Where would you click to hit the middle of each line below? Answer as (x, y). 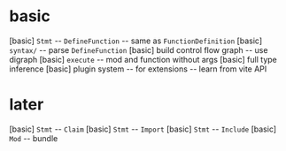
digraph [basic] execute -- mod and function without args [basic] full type (143, 59)
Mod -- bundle (34, 138)
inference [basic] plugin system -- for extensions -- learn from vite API (138, 69)
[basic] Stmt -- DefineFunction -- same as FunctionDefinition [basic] (136, 41)
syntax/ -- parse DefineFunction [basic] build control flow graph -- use (139, 49)
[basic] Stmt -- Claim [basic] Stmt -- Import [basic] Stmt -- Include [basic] (143, 129)
